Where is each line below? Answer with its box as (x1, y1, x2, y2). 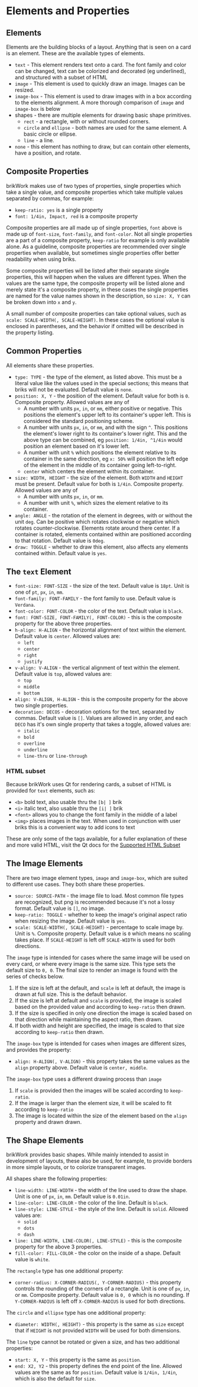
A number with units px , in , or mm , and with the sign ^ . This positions (23, 424, 188, 431)
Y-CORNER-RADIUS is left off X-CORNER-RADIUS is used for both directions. (14, 1298, 186, 1305)
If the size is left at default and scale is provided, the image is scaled (14, 997, 182, 1004)
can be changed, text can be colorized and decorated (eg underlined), (14, 68, 186, 75)
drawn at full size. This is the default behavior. (14, 991, 127, 998)
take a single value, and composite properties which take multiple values (6, 188, 183, 196)
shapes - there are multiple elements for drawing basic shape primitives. (14, 111, 191, 118)
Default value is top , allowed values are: (14, 671, 112, 678)
